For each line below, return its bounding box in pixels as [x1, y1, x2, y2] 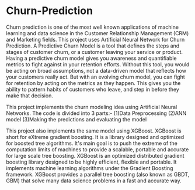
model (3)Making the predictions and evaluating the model [6, 116, 147, 123]
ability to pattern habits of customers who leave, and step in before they [6, 86, 179, 93]
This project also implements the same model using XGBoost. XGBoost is [6, 127, 182, 134]
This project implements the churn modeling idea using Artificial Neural [6, 103, 177, 110]
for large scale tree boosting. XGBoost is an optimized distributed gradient [6, 152, 184, 159]
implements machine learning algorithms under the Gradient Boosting [6, 164, 173, 171]
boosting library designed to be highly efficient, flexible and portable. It [6, 158, 177, 165]
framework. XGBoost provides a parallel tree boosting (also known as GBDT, [6, 171, 190, 178]
